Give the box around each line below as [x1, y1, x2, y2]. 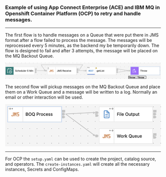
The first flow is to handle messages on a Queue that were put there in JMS [5, 32, 159, 38]
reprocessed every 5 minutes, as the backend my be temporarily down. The [5, 42, 160, 48]
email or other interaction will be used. [5, 94, 83, 100]
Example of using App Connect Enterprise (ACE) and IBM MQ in [5, 4, 160, 11]
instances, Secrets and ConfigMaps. [5, 167, 79, 173]
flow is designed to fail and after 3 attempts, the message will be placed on [5, 48, 158, 54]
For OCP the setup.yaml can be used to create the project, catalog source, [5, 156, 157, 162]
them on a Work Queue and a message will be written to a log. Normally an [5, 89, 158, 95]
